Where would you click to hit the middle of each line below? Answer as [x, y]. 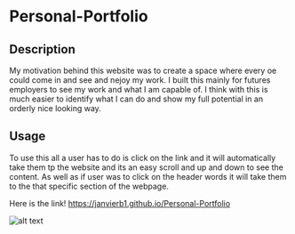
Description [42, 49]
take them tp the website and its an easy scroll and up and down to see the [147, 167]
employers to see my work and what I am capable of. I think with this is [139, 89]
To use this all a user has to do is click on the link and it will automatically [143, 157]
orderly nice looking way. [56, 108]
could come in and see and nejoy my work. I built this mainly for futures [140, 80]
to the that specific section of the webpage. [89, 186]
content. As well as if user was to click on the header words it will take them [148, 176]
